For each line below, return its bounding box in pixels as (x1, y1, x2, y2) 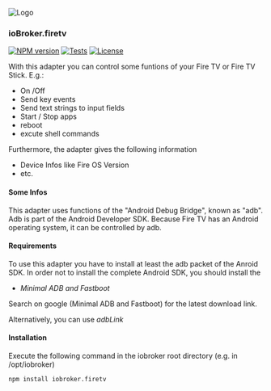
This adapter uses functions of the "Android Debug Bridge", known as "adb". (8, 205, 264, 215)
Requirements (8, 241, 57, 250)
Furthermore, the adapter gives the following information (8, 145, 197, 154)
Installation (8, 333, 47, 343)
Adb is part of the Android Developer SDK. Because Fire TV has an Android (8, 214, 259, 224)
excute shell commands (19, 129, 100, 139)
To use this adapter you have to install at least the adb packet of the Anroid (8, 259, 259, 268)
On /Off (19, 86, 46, 96)
